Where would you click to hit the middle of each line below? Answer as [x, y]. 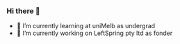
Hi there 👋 [24, 11]
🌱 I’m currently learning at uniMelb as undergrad [86, 26]
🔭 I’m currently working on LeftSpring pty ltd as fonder [95, 33]
